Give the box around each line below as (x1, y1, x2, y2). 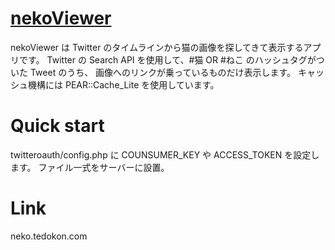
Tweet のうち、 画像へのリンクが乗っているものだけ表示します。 (29, 66, 296, 78)
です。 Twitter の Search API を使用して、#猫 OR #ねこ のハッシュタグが (18, 53, 317, 66)
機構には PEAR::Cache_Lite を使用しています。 (27, 78, 220, 91)
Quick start (10, 115, 105, 137)
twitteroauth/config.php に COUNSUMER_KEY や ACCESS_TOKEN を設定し (10, 148, 320, 161)
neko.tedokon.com (10, 230, 88, 242)
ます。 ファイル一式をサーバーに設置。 (10, 161, 170, 173)
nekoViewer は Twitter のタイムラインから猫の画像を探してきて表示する (10, 41, 304, 53)
